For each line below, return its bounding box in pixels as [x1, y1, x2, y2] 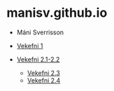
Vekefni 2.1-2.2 [16, 55, 60, 64]
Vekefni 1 [16, 41, 43, 50]
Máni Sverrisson [16, 28, 64, 36]
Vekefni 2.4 [27, 76, 61, 85]
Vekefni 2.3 [27, 69, 60, 77]
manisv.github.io [6, 5, 108, 21]
